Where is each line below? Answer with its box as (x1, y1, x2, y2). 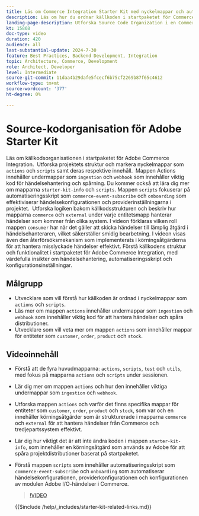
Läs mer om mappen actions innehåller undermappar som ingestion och (14, 307, 193, 314)
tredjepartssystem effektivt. (14, 426, 83, 433)
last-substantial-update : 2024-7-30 (6, 47, 97, 53)
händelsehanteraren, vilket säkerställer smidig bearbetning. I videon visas (6, 230, 186, 237)
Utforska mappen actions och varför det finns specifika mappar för (14, 401, 179, 408)
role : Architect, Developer (6, 63, 76, 70)
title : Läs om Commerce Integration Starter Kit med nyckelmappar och (6, 8, 184, 15)
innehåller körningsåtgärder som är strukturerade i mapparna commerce (14, 413, 187, 421)
